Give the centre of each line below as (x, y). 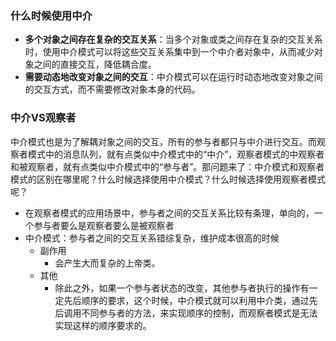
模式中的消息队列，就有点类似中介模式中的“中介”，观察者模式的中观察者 (176, 154)
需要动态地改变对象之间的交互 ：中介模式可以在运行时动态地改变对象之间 (173, 77)
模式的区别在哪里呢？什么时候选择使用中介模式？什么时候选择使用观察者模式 (168, 179)
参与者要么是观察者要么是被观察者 (104, 225)
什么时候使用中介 (51, 15)
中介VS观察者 (43, 118)
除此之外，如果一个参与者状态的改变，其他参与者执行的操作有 (182, 288)
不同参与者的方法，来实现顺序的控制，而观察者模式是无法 (199, 313)
